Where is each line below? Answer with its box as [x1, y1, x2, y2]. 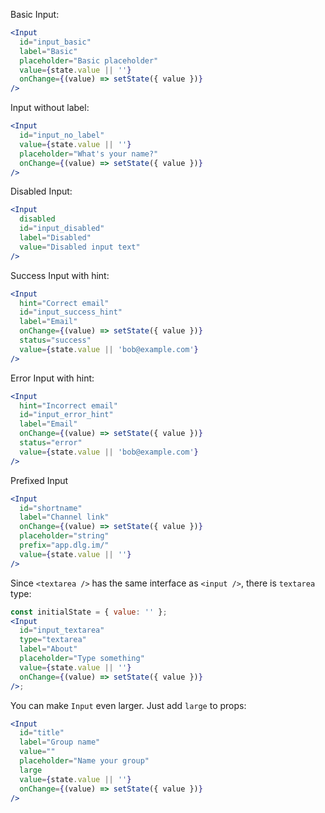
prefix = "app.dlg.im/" [19, 540, 110, 550]
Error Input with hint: [10, 372, 95, 384]
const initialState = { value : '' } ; [10, 607, 168, 617]
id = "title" [19, 728, 65, 738]
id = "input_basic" [19, 37, 92, 47]
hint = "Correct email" [19, 298, 110, 308]
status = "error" [19, 438, 83, 448]
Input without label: [10, 102, 90, 114]
